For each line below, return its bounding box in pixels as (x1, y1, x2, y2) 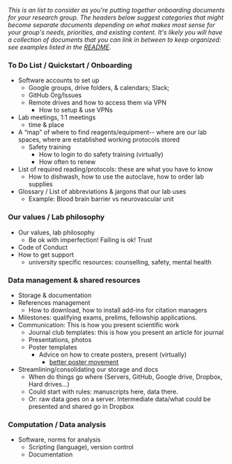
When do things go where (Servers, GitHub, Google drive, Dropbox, (28, 373, 222, 381)
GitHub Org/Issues (28, 91, 82, 100)
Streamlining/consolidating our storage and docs (17, 365, 159, 373)
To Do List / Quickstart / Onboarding (8, 60, 132, 70)
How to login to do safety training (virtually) (38, 150, 164, 159)
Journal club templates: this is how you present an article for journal (28, 328, 224, 336)
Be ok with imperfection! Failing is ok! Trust (28, 235, 153, 244)
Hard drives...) (28, 380, 70, 388)
